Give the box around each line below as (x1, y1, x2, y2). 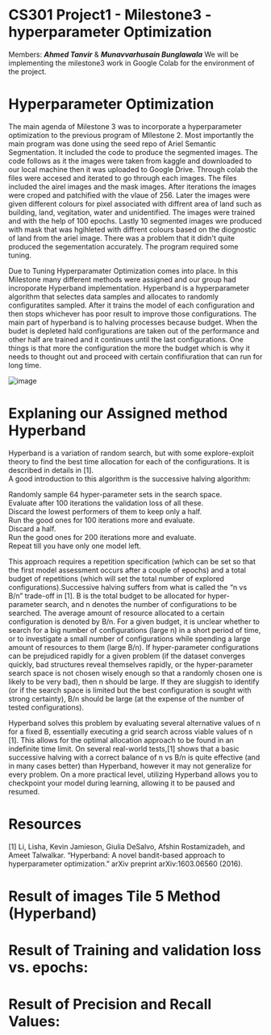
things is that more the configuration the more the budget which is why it (8, 343, 250, 353)
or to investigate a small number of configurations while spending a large (8, 634, 252, 643)
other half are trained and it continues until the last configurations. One (8, 334, 244, 344)
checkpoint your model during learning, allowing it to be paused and (8, 777, 236, 788)
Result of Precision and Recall (8, 995, 212, 1014)
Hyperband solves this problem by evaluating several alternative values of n (8, 718, 261, 727)
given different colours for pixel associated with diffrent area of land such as (8, 199, 262, 208)
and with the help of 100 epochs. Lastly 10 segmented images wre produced (8, 216, 262, 225)
